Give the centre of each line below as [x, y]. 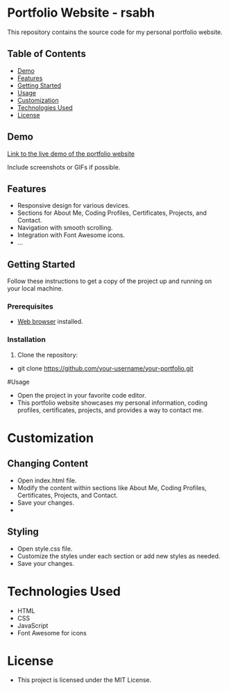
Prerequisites [30, 307]
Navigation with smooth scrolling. [65, 228]
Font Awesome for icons [52, 633]
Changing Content [48, 464]
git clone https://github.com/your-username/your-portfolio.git [105, 368]
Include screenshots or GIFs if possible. [64, 167]
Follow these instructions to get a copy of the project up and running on [110, 281]
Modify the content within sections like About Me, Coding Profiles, [112, 487]
